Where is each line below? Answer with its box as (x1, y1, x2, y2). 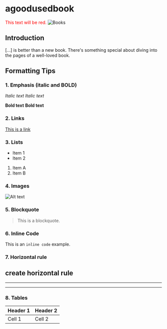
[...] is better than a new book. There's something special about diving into (5, 47, 158, 53)
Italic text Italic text (5, 93, 44, 99)
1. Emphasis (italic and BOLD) (5, 82, 77, 88)
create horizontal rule (5, 269, 74, 277)
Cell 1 (7, 315, 21, 322)
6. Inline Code (5, 230, 39, 237)
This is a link (5, 126, 31, 132)
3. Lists (5, 139, 23, 146)
